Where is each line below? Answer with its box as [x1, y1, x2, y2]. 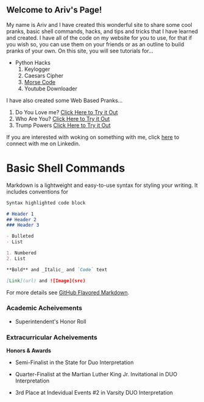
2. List [6, 255, 26, 261]
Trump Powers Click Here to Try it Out [15, 122, 111, 129]
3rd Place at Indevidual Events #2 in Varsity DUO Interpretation [15, 389, 174, 397]
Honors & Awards [6, 347, 52, 354]
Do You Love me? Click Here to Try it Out [15, 108, 118, 115]
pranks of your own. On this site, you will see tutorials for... [6, 47, 153, 54]
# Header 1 [6, 211, 34, 217]
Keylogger [24, 65, 51, 73]
